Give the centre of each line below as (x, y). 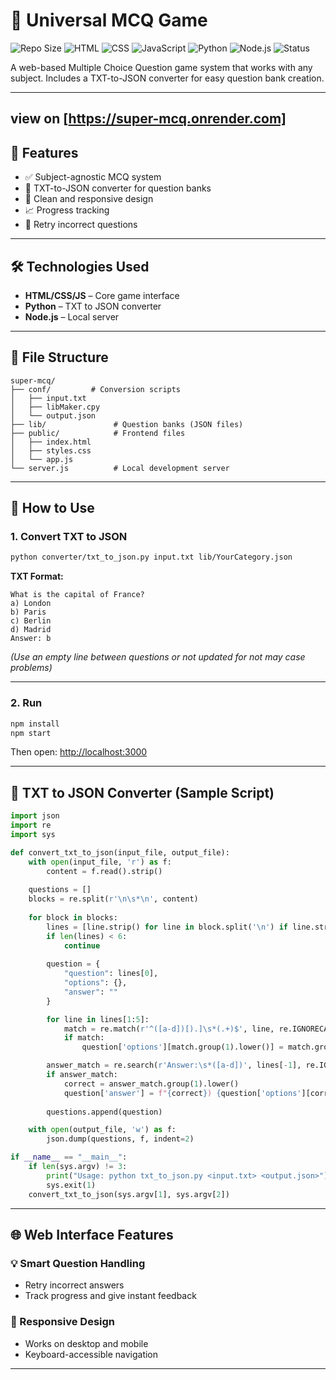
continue (82, 945)
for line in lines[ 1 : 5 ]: (98, 1019)
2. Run (26, 703)
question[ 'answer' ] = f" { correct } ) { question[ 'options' (182, 1093)
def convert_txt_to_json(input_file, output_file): (120, 852)
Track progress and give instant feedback (110, 1296)
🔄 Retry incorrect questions (81, 225)
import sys (33, 834)
